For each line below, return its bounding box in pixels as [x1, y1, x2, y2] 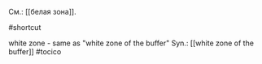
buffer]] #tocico [8, 47, 62, 56]
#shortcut [8, 23, 41, 32]
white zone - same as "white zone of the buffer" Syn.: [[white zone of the [8, 38, 255, 48]
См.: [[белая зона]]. [8, 7, 76, 16]
